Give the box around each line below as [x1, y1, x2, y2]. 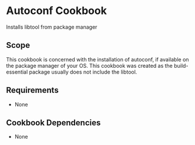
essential [6, 68, 28, 75]
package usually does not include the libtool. [29, 68, 137, 75]
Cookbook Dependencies [6, 118, 101, 127]
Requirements [6, 85, 59, 95]
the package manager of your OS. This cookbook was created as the [6, 62, 173, 69]
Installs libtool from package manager [6, 23, 97, 30]
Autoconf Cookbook [6, 4, 107, 18]
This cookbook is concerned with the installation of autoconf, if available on [6, 56, 189, 63]
